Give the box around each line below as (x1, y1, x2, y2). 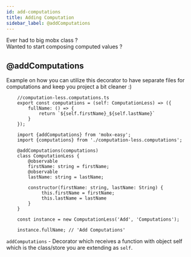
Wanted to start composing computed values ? (6, 43, 123, 50)
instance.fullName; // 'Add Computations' (17, 227, 126, 233)
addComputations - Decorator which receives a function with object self (6, 238, 183, 245)
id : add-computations (6, 8, 61, 15)
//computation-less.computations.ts (17, 95, 110, 101)
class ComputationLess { (17, 153, 80, 159)
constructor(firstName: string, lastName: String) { (28, 185, 164, 191)
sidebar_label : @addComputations (6, 20, 91, 26)
